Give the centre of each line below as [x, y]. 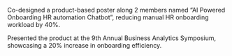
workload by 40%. [34, 25]
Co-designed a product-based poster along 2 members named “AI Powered [116, 10]
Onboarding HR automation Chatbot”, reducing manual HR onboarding [108, 17]
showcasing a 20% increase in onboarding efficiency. [85, 45]
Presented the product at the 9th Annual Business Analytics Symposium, [112, 38]
